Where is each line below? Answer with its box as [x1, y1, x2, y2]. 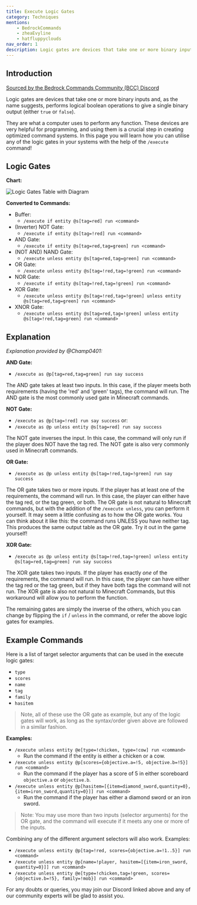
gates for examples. [6, 618, 54, 625]
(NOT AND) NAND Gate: [14, 248, 73, 255]
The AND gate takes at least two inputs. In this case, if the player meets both [6, 382, 191, 389]
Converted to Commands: [6, 200, 70, 207]
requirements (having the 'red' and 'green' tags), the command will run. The [6, 388, 189, 395]
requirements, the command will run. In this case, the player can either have [6, 493, 189, 500]
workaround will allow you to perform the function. [6, 594, 128, 601]
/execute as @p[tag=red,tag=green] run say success [14, 371, 144, 378]
